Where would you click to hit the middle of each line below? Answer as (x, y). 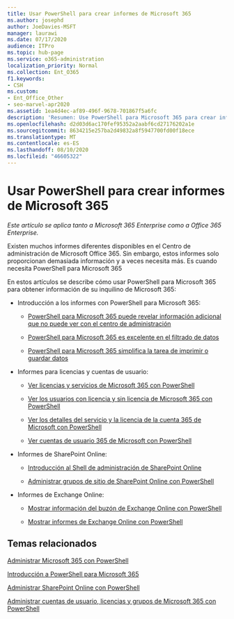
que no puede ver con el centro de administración (99, 323)
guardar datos (48, 358)
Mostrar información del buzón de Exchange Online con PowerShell (125, 508)
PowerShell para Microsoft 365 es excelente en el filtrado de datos (123, 337)
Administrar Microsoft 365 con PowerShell (68, 560)
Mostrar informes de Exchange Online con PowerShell (105, 521)
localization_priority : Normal (53, 66)
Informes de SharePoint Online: (62, 454)
